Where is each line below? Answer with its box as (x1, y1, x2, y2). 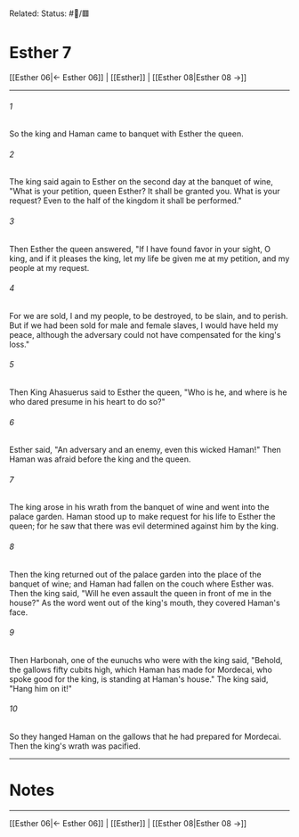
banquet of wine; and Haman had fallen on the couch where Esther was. (9, 579, 274, 589)
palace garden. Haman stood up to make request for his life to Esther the (9, 512, 276, 522)
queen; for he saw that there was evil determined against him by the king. (9, 521, 279, 531)
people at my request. (9, 262, 90, 273)
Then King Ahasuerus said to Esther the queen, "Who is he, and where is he (9, 387, 287, 398)
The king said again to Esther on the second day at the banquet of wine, (9, 176, 274, 187)
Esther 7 (9, 43, 72, 63)
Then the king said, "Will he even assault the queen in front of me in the (9, 587, 272, 598)
